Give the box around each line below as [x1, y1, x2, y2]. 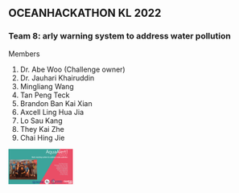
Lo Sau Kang [19, 116, 63, 125]
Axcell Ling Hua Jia [19, 107, 84, 117]
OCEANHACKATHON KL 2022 [8, 6, 162, 20]
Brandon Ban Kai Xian [19, 98, 93, 108]
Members [8, 48, 40, 59]
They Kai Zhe [19, 124, 64, 133]
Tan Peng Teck [19, 90, 70, 100]
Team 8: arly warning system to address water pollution [8, 31, 231, 42]
